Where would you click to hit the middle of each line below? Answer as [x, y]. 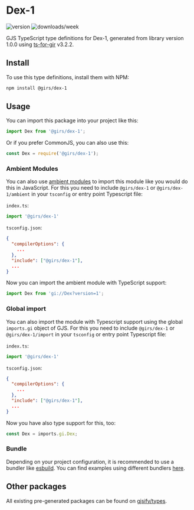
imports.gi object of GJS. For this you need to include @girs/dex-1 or [91, 328]
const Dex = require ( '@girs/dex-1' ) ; [52, 154]
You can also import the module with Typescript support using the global [94, 321]
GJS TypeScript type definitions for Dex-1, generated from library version [95, 38]
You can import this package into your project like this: [72, 121]
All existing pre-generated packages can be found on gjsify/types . [86, 501]
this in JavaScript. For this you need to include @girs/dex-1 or [81, 188]
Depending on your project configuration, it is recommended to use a [90, 462]
